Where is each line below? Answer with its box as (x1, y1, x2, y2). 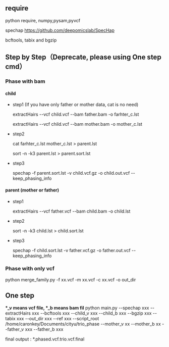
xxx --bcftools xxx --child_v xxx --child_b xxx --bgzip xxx (32, 310, 152, 316)
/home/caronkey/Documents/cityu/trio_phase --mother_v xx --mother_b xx (5, 321, 161, 327)
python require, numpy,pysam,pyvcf (5, 17, 81, 23)
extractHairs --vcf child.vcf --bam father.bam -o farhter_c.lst (12, 111, 139, 118)
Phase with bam (5, 78, 45, 85)
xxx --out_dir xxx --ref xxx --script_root (17, 315, 99, 321)
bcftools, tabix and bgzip (5, 37, 57, 43)
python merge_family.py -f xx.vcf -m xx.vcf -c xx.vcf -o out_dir (5, 276, 136, 282)
